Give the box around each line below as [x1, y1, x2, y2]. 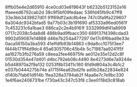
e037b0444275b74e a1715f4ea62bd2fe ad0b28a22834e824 [5, 67, 129, 73]
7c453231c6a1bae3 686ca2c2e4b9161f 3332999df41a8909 [5, 25, 127, 31]
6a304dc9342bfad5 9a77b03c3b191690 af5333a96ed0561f [5, 20, 128, 26]
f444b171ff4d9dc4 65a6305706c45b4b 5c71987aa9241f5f [5, 46, 124, 52]
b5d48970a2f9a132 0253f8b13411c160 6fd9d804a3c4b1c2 [5, 61, 125, 67]
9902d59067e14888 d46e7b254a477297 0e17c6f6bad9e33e [5, 35, 130, 41]
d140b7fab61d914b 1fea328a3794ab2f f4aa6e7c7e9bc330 [5, 72, 124, 78]
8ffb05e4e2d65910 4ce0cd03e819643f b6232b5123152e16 [5, 4, 127, 10]
